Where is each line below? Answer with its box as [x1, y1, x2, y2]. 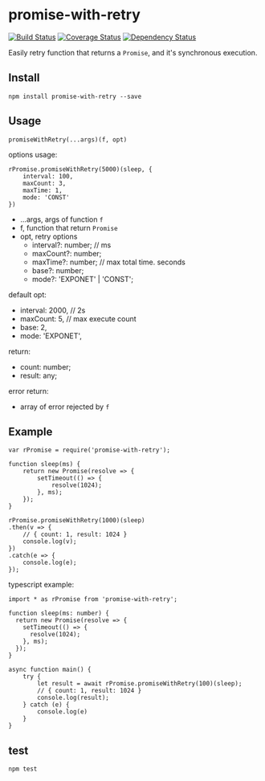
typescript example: [8, 580, 75, 590]
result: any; [19, 370, 58, 380]
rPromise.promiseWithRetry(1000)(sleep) [8, 517, 146, 525]
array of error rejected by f [19, 402, 110, 411]
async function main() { [8, 665, 92, 674]
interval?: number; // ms [31, 239, 112, 250]
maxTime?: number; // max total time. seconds [31, 257, 186, 267]
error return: [8, 386, 50, 395]
